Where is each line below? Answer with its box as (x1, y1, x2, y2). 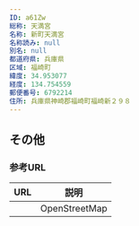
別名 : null (9, 47, 48, 56)
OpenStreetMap (39, 203, 108, 215)
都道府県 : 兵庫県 (9, 55, 65, 64)
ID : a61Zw (9, 13, 47, 22)
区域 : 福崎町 (9, 64, 51, 73)
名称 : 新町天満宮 (9, 30, 65, 39)
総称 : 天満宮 (9, 22, 51, 30)
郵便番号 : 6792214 (9, 88, 74, 97)
